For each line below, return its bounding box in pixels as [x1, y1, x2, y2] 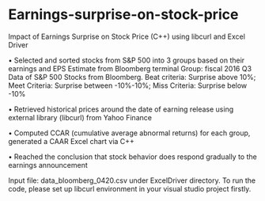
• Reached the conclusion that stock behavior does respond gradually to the [8, 152, 257, 161]
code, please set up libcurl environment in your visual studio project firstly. [8, 184, 252, 193]
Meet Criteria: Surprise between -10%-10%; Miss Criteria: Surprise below [8, 81, 248, 90]
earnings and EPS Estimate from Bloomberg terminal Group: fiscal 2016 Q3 [8, 63, 252, 73]
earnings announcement [8, 160, 89, 169]
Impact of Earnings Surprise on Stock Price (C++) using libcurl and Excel [8, 32, 245, 41]
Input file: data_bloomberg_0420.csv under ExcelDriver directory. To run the [8, 176, 256, 185]
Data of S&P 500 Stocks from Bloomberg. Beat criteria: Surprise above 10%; [8, 72, 256, 82]
